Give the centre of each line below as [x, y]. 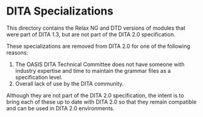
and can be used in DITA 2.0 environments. [60, 108]
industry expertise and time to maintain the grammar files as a [93, 70]
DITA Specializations [60, 11]
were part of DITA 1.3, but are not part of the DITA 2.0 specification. [91, 34]
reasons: [17, 52]
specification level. [39, 77]
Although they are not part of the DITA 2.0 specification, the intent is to [95, 95]
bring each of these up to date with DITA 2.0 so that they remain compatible [101, 102]
